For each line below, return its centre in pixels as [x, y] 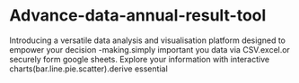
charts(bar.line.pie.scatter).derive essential [88, 69]
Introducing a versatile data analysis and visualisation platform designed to [147, 40]
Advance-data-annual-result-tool [138, 16]
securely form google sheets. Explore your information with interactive [140, 59]
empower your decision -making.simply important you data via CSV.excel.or [149, 49]
